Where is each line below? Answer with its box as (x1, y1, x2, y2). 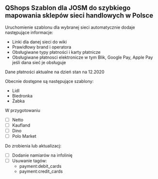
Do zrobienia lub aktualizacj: (5, 143, 62, 149)
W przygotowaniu (5, 107, 40, 113)
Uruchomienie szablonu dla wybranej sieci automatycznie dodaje (5, 24, 135, 30)
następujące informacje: (5, 29, 53, 35)
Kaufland (12, 122, 31, 128)
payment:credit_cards (19, 168, 63, 174)
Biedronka (12, 93, 33, 98)
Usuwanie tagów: (12, 158, 47, 164)
